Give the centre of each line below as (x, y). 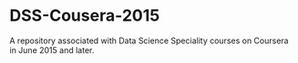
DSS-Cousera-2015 (85, 16)
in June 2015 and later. (52, 49)
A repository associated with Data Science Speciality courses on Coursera (149, 40)
